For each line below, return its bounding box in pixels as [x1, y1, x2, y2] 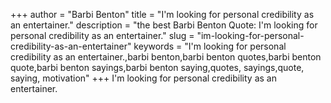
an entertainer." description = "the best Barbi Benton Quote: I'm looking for [10, 19, 318, 31]
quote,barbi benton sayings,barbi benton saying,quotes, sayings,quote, [10, 62, 305, 73]
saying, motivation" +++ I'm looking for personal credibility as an [10, 72, 277, 84]
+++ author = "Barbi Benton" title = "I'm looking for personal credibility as [10, 9, 315, 20]
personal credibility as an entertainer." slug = [10, 30, 195, 41]
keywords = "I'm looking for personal [133, 40, 287, 52]
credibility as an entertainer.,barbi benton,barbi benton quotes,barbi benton [10, 51, 322, 63]
